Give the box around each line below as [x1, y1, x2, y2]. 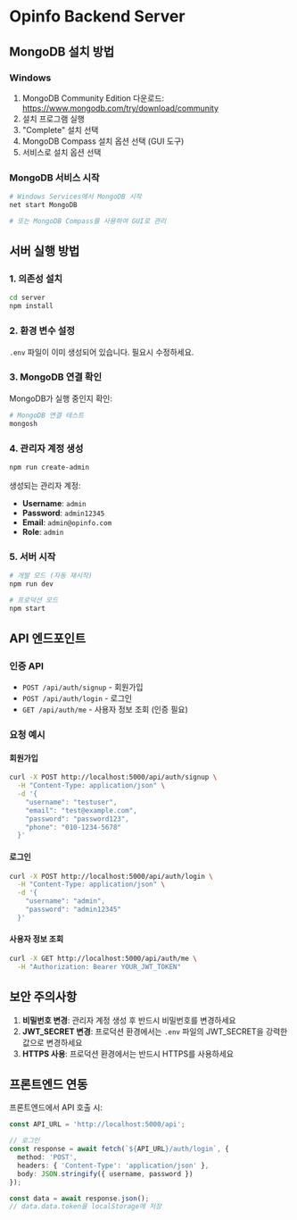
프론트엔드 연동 [9, 1076, 88, 1091]
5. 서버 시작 [9, 550, 56, 563]
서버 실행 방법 [9, 244, 80, 259]
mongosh [9, 419, 38, 428]
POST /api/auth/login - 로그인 [21, 693, 132, 704]
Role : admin [21, 526, 64, 537]
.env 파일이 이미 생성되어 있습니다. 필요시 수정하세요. [9, 347, 194, 357]
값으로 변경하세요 [21, 1037, 83, 1048]
